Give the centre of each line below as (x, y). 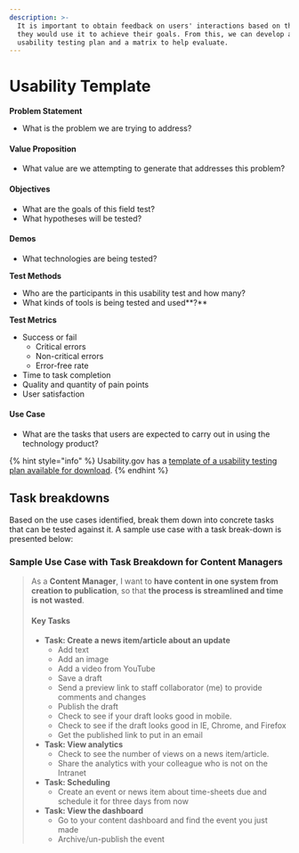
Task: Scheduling (77, 783)
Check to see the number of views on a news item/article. (163, 754)
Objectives (30, 189)
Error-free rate (62, 365)
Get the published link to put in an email (130, 735)
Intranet (72, 773)
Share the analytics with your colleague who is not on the (163, 764)
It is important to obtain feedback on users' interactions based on (149, 26)
